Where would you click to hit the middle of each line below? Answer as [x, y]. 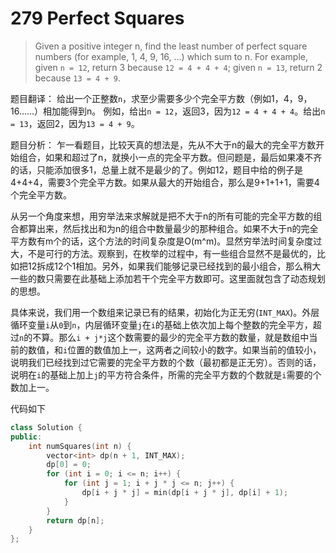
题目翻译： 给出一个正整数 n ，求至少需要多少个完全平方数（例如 [141, 98]
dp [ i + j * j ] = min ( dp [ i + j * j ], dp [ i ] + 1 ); [185, 493]
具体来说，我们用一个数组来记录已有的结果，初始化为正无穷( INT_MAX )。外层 [165, 312]
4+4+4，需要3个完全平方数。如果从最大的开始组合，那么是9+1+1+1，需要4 [165, 182]
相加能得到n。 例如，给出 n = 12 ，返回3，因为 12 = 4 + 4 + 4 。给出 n [184, 111]
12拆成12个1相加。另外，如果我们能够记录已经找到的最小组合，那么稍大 [174, 266]
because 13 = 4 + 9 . [77, 78]
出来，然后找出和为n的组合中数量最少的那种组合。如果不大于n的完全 [177, 228]
